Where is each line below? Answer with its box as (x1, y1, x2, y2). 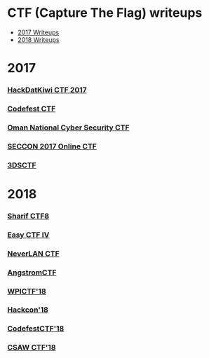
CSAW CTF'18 (7, 343, 56, 352)
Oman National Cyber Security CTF (7, 123, 130, 132)
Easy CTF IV (7, 230, 50, 240)
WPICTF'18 (7, 286, 47, 296)
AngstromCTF (7, 268, 57, 277)
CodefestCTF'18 (7, 324, 65, 333)
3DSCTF (7, 160, 36, 170)
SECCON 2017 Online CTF (7, 142, 97, 151)
